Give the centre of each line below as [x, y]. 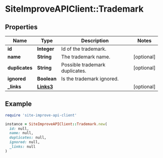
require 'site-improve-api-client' [41, 115]
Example [18, 104]
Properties [21, 27]
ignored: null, [25, 142]
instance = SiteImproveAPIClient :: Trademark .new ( [56, 124]
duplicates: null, [28, 138]
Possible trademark [83, 65]
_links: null [23, 147]
